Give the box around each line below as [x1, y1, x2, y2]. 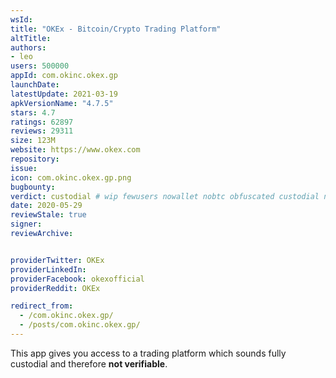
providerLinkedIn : [10, 264, 87, 275]
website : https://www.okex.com [10, 145, 141, 155]
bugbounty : [10, 182, 56, 192]
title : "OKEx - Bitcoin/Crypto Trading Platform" [10, 24, 222, 34]
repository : [10, 154, 60, 164]
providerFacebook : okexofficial [10, 274, 145, 284]
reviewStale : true [10, 210, 87, 220]
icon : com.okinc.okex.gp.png [10, 172, 132, 183]
